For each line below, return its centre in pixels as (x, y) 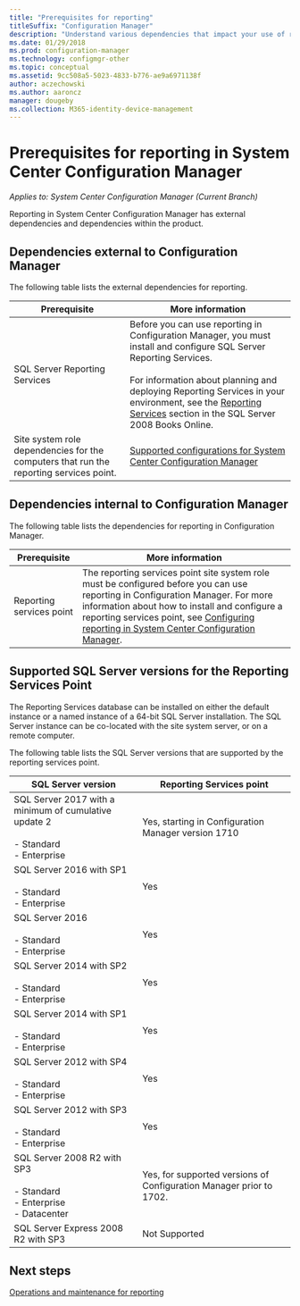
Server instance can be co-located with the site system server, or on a (138, 725)
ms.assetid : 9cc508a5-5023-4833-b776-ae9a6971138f (105, 76)
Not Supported (173, 1234)
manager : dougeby (42, 100)
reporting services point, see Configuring (168, 617)
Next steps (40, 1271)
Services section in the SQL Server (202, 414)
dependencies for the (59, 450)
